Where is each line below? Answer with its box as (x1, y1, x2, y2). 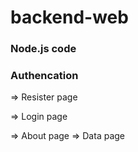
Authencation (10, 69, 79, 83)
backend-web (10, 6, 129, 29)
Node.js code (10, 42, 77, 56)
